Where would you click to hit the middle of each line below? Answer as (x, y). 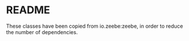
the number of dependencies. (42, 32)
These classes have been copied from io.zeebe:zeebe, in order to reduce (95, 26)
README (28, 10)
